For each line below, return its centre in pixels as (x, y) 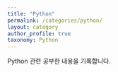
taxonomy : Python (33, 40)
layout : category (33, 27)
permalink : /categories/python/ (55, 20)
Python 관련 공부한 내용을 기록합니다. (59, 61)
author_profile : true (39, 34)
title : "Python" (31, 14)
